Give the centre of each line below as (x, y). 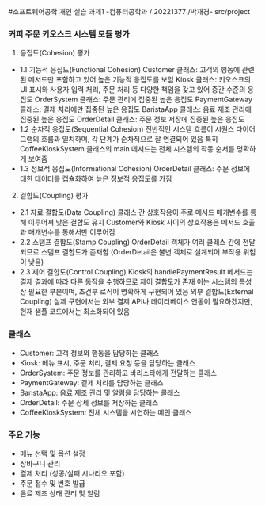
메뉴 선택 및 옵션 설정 (52, 453)
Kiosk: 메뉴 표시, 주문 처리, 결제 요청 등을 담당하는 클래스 (108, 362)
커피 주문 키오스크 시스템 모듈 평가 (69, 34)
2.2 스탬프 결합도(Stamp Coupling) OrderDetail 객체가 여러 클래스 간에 (130, 242)
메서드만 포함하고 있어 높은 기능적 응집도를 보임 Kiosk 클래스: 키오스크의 (140, 80)
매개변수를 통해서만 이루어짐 (72, 232)
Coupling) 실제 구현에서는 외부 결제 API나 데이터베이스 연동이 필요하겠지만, (136, 302)
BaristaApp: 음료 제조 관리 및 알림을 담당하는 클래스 (100, 392)
